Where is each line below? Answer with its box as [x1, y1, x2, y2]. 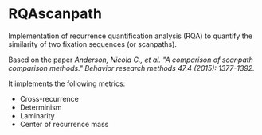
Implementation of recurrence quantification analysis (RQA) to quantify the [8, 31, 253, 40]
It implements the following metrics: [8, 79, 126, 88]
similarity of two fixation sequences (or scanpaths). [8, 39, 178, 48]
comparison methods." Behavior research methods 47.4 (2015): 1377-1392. [8, 63, 255, 72]
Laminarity [19, 110, 55, 120]
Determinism [19, 102, 62, 112]
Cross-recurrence [19, 94, 80, 103]
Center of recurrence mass [19, 119, 109, 129]
